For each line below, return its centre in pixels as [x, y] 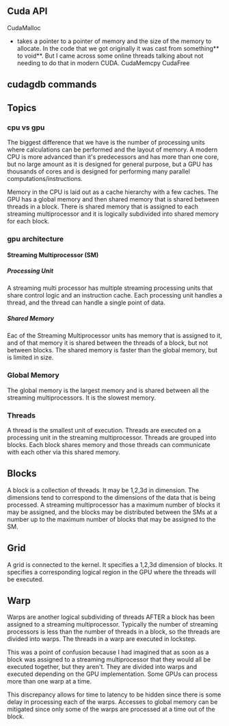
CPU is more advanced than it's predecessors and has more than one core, [113, 156]
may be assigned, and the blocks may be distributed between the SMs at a [112, 512]
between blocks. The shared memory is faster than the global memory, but [112, 350]
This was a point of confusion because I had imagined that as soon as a [108, 652]
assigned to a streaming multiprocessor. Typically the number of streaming [113, 625]
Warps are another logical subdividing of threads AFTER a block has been [111, 617]
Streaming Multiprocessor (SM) [53, 255]
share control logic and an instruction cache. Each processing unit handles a [115, 295]
